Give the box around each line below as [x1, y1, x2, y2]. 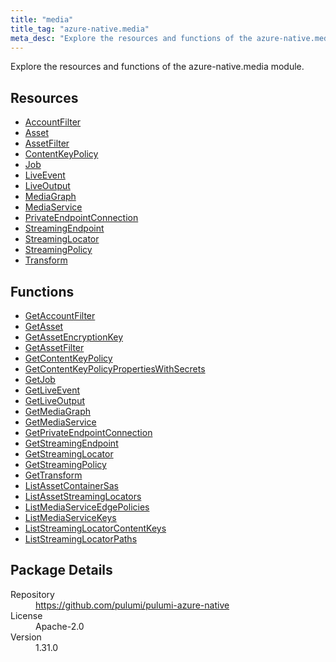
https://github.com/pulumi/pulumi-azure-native [35, 599, 230, 611]
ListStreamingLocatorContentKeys [24, 522, 167, 534]
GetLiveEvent [24, 384, 81, 396]
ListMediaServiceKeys [24, 512, 117, 523]
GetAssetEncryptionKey [24, 331, 124, 343]
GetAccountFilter [24, 310, 96, 321]
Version [10, 631, 42, 643]
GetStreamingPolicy [24, 459, 107, 470]
